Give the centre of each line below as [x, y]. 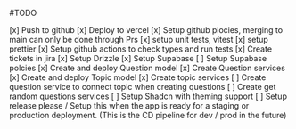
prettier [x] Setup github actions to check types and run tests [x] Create [141, 49]
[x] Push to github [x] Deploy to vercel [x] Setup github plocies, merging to [146, 30]
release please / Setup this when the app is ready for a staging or [129, 105]
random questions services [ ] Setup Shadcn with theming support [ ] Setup [148, 96]
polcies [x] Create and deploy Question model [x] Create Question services [147, 68]
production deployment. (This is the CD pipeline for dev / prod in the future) [148, 115]
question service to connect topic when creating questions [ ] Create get [143, 87]
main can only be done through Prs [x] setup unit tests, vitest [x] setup [139, 40]
